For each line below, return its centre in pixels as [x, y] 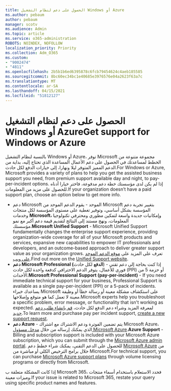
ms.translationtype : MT [31, 81]
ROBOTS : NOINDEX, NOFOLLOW [34, 43]
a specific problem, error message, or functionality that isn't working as [88, 303]
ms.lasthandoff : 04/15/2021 [35, 91]
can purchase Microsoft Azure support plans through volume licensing [87, 357]
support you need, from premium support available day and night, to [77, 178]
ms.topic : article [25, 34]
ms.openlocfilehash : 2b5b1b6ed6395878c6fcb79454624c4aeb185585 [74, 72]
